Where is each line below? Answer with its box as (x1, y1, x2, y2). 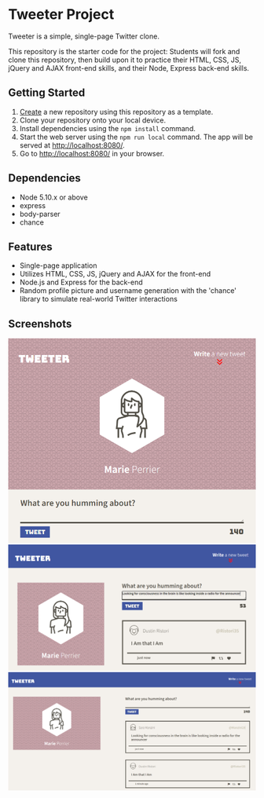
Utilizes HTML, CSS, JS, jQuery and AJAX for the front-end (19, 269, 211, 279)
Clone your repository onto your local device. (19, 115, 167, 125)
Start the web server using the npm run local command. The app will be (19, 132, 254, 141)
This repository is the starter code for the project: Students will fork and (8, 46, 240, 56)
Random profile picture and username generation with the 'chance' (19, 286, 237, 295)
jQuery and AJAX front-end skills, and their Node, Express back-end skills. (8, 63, 250, 72)
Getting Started (8, 86, 86, 100)
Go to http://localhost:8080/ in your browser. (19, 148, 165, 158)
